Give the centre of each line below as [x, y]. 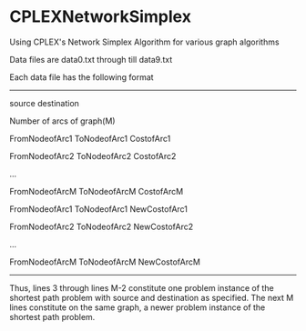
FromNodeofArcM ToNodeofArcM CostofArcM [97, 191]
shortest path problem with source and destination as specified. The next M [152, 297]
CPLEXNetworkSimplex [100, 17]
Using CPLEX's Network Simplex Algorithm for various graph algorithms [144, 42]
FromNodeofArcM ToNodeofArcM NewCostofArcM [105, 262]
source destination [45, 103]
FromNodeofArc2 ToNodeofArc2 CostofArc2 [93, 155]
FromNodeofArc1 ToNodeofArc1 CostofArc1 [90, 138]
